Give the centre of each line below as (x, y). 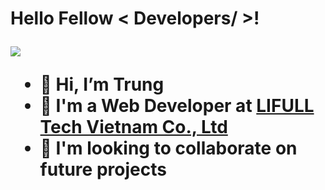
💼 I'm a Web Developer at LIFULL (177, 106)
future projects (103, 169)
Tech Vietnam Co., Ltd (133, 127)
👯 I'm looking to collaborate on (168, 148)
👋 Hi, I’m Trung (102, 84)
